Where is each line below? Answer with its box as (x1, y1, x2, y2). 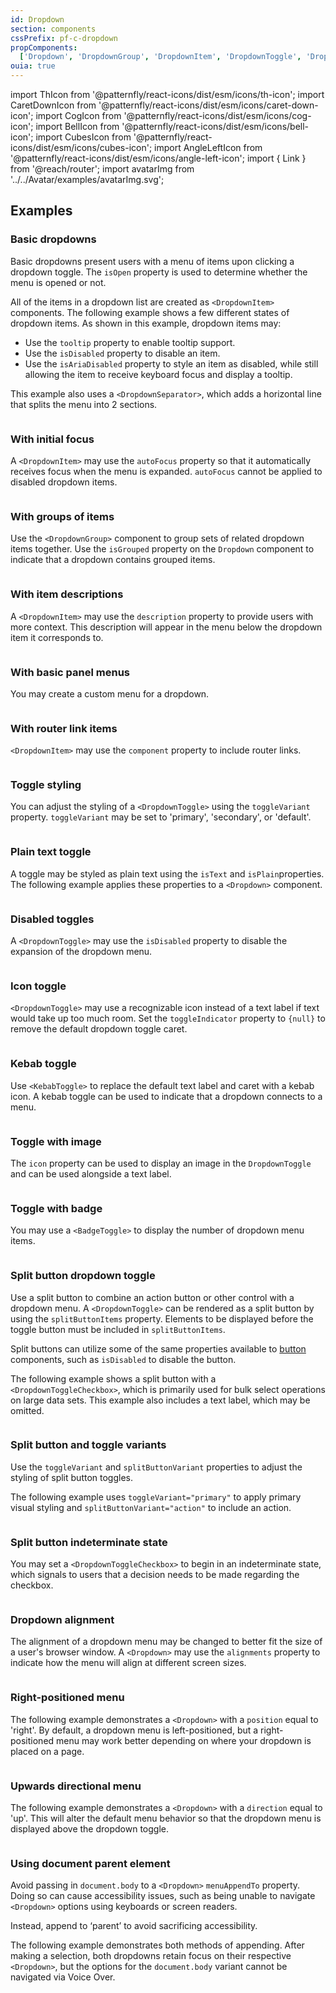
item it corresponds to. (10, 631, 104, 643)
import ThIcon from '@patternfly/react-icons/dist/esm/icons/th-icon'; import (10, 89, 325, 100)
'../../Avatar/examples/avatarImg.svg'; (10, 174, 165, 185)
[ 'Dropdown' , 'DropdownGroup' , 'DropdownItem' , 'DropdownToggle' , (19, 52, 302, 62)
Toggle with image (10, 1134, 102, 1148)
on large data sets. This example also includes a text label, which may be (10, 1394, 311, 1406)
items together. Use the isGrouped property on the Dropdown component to (10, 543, 315, 555)
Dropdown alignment (10, 1613, 115, 1627)
